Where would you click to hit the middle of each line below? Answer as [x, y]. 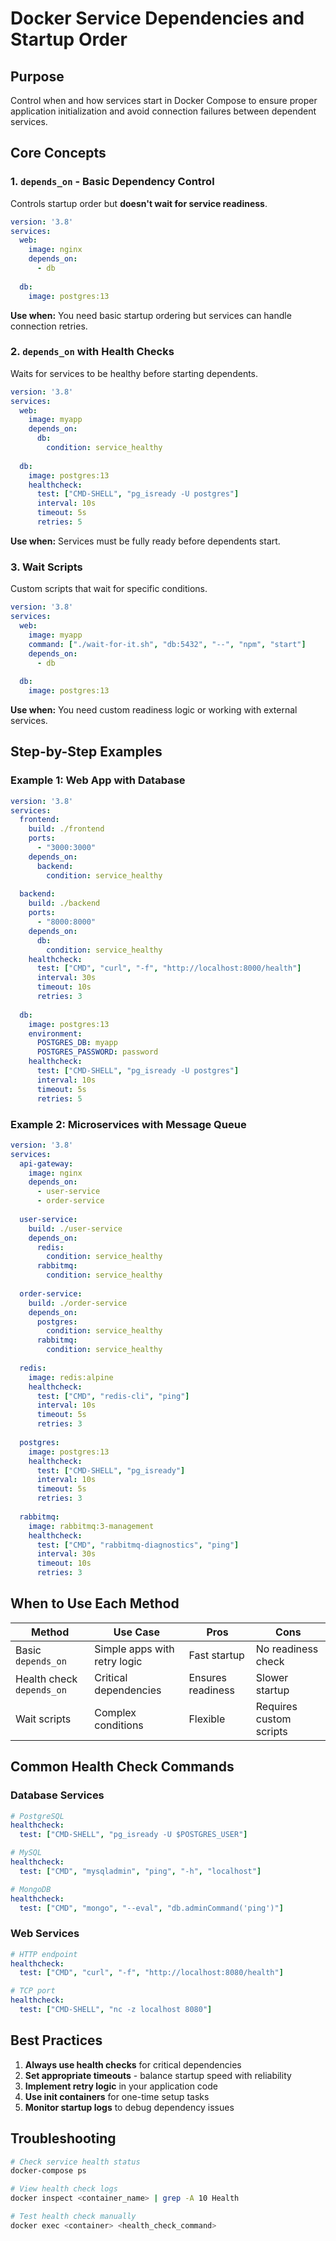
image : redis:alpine [71, 1377]
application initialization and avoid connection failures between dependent [163, 111]
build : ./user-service [75, 1228]
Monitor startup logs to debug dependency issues [129, 2107]
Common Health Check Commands [122, 1767]
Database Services [57, 1795]
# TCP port [33, 1991]
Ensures [207, 1677]
